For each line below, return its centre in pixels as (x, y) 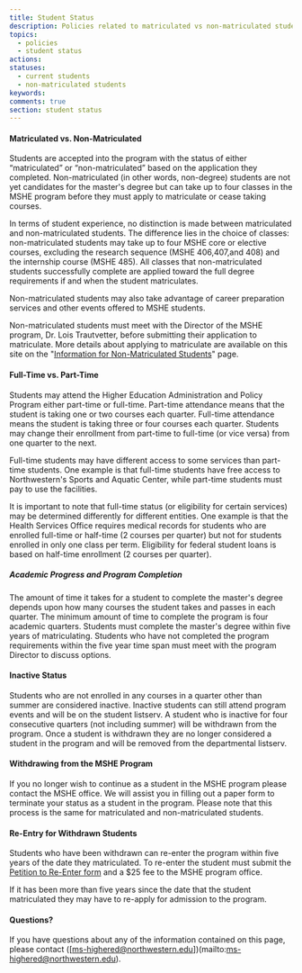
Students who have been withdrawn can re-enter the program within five (144, 853)
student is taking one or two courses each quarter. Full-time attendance (142, 414)
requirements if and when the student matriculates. (104, 281)
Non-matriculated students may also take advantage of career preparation (147, 299)
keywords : (28, 93)
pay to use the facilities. (53, 489)
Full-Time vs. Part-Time (54, 375)
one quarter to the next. (53, 443)
